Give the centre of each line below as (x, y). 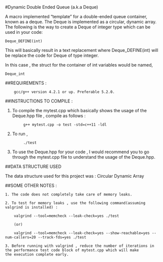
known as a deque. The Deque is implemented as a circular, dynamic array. (81, 22)
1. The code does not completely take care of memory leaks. (69, 194)
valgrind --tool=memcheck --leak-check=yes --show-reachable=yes (82, 233)
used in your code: (24, 32)
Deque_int (15, 74)
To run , (20, 134)
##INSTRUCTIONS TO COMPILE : (39, 101)
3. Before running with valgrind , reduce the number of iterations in (80, 246)
